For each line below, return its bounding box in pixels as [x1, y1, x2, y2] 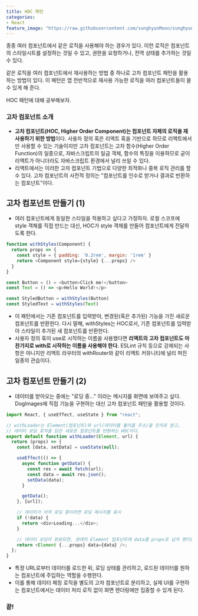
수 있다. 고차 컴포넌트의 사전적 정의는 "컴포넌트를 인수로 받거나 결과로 [14, 172, 175, 179]
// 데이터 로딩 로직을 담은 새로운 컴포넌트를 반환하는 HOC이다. [6, 428, 140, 434]
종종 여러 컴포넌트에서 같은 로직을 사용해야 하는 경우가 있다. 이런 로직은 [6, 42, 170, 49]
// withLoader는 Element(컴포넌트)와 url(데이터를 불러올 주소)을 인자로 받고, [6, 422, 181, 428]
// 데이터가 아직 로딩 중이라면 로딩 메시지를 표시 [16, 509, 121, 516]
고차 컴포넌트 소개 [6, 113, 54, 121]
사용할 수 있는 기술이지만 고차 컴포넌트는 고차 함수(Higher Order [21, 142, 170, 149]
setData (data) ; [27, 477, 65, 483]
